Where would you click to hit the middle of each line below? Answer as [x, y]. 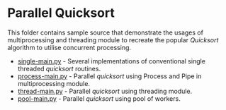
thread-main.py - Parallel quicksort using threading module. [105, 91]
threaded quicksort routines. [59, 68]
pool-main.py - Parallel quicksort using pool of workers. [99, 98]
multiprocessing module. [54, 83]
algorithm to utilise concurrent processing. [69, 47]
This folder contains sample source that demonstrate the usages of [106, 32]
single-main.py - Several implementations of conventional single [111, 61]
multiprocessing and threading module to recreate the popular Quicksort [113, 39]
